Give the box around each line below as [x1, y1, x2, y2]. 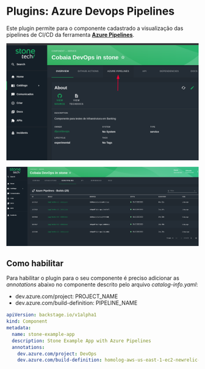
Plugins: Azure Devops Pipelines [6, 4, 175, 18]
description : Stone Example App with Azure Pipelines [12, 338, 151, 344]
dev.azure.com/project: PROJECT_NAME [15, 293, 118, 300]
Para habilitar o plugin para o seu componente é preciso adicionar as [6, 274, 180, 282]
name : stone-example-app [12, 331, 75, 337]
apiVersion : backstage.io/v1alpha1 [6, 312, 97, 318]
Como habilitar [6, 258, 64, 269]
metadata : [6, 325, 32, 331]
